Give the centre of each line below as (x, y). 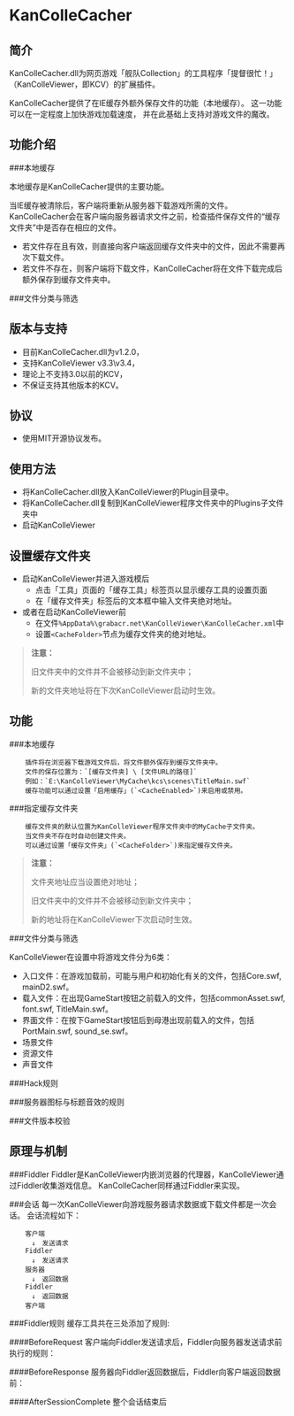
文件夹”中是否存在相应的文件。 (65, 227)
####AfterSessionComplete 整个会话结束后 (88, 1401)
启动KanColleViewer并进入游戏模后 (86, 579)
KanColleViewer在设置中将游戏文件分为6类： (90, 957)
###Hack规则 (34, 1083)
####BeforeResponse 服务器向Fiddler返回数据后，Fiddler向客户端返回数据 (145, 1372)
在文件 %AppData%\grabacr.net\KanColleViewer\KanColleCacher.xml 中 (159, 623)
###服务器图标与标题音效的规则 (67, 1102)
